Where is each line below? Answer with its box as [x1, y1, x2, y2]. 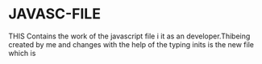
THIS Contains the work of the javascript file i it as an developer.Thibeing [8, 31, 251, 41]
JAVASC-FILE [8, 5, 101, 23]
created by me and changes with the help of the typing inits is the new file [8, 39, 254, 49]
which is [8, 48, 36, 58]
